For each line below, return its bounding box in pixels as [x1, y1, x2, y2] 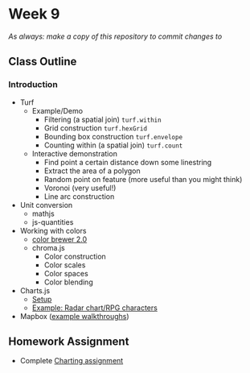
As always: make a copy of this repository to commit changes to [8, 31, 223, 41]
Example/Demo [31, 106, 83, 115]
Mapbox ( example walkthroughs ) [19, 311, 130, 321]
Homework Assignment [8, 335, 129, 349]
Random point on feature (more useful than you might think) [43, 174, 243, 184]
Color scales [43, 259, 86, 270]
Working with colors [19, 226, 87, 235]
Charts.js [19, 285, 51, 295]
